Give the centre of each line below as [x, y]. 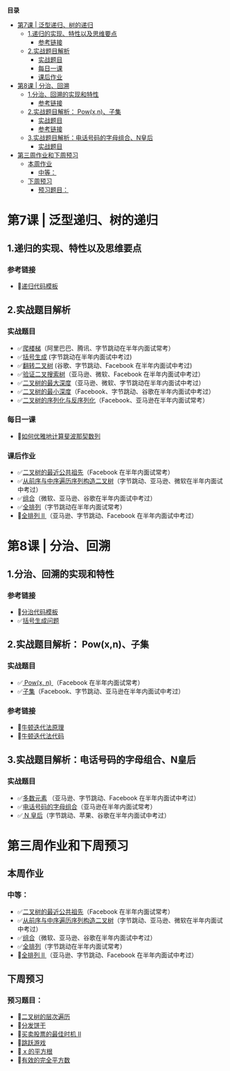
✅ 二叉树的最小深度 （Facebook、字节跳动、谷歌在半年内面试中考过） [116, 391]
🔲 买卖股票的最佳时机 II [49, 1034]
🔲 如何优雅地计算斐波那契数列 [59, 436]
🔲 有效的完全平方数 [44, 1060]
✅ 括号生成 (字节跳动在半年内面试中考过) [74, 357]
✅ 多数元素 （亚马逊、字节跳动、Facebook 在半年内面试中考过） [108, 798]
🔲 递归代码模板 [37, 286]
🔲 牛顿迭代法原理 [41, 727]
